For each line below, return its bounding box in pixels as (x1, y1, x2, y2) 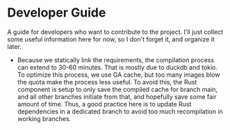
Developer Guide (7, 5, 106, 21)
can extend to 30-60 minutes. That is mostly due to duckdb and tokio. (17, 63, 217, 71)
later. (7, 42, 22, 50)
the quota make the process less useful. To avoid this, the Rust (17, 77, 197, 86)
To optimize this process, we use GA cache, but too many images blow (17, 71, 220, 79)
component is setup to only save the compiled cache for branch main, (17, 85, 218, 93)
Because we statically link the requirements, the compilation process (17, 55, 214, 64)
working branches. (17, 114, 72, 122)
